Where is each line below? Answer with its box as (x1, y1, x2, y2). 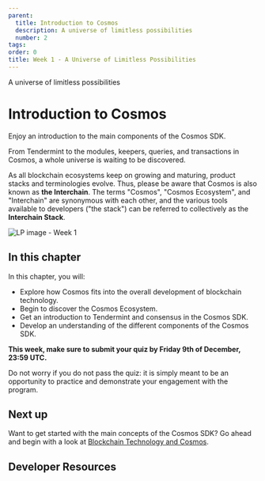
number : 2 (15, 33, 47, 42)
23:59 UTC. (8, 353, 47, 362)
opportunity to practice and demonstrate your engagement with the (8, 377, 229, 386)
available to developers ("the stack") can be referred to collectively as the (8, 203, 249, 214)
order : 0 (8, 48, 37, 56)
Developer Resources (8, 460, 117, 473)
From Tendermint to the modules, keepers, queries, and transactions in (8, 146, 240, 156)
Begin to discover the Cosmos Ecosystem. (19, 304, 158, 313)
